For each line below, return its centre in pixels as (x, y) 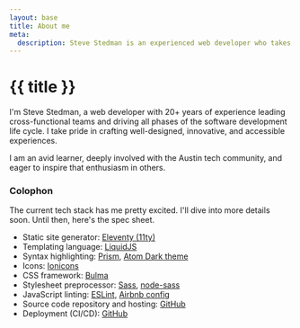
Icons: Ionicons (50, 266)
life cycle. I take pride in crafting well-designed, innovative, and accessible (147, 131)
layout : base (34, 18)
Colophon (31, 191)
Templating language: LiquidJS (79, 247)
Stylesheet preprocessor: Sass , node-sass (101, 285)
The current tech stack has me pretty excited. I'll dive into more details (140, 210)
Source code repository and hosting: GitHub (104, 304)
